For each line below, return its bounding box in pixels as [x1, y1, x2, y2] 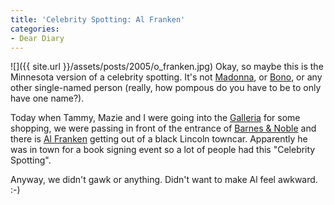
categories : [10, 24, 60, 34]
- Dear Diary [10, 33, 65, 43]
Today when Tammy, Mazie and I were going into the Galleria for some [10, 112, 301, 124]
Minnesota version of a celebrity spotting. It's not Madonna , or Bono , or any [10, 71, 323, 83]
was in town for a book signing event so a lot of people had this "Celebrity [10, 144, 316, 156]
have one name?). [10, 92, 85, 105]
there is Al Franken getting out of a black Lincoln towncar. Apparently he [10, 133, 308, 145]
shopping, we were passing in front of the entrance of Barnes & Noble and [10, 122, 317, 135]
